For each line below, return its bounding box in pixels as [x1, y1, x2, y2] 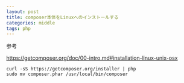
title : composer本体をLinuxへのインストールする [6, 14, 119, 20]
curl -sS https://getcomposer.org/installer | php [6, 66, 136, 72]
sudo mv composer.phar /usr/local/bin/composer [6, 71, 128, 78]
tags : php [6, 25, 31, 32]
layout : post [6, 8, 39, 15]
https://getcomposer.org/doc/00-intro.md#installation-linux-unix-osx [6, 54, 178, 62]
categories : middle [6, 20, 56, 26]
